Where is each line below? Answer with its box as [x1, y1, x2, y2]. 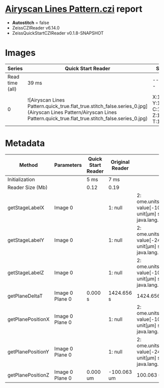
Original [110, 158, 130, 165]
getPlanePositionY [7, 348, 50, 355]
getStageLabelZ [7, 269, 44, 276]
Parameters [54, 161, 82, 168]
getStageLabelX [7, 204, 45, 211]
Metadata [5, 138, 45, 149]
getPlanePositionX [7, 315, 50, 322]
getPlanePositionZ [7, 371, 50, 378]
